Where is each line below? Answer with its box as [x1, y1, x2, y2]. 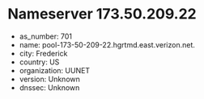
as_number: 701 [19, 31, 72, 41]
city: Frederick [19, 48, 68, 58]
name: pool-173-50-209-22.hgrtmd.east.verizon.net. [19, 39, 196, 49]
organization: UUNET [19, 65, 91, 75]
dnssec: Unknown [19, 82, 80, 93]
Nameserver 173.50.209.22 [7, 5, 197, 23]
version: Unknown [19, 74, 80, 84]
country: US [19, 57, 60, 67]
